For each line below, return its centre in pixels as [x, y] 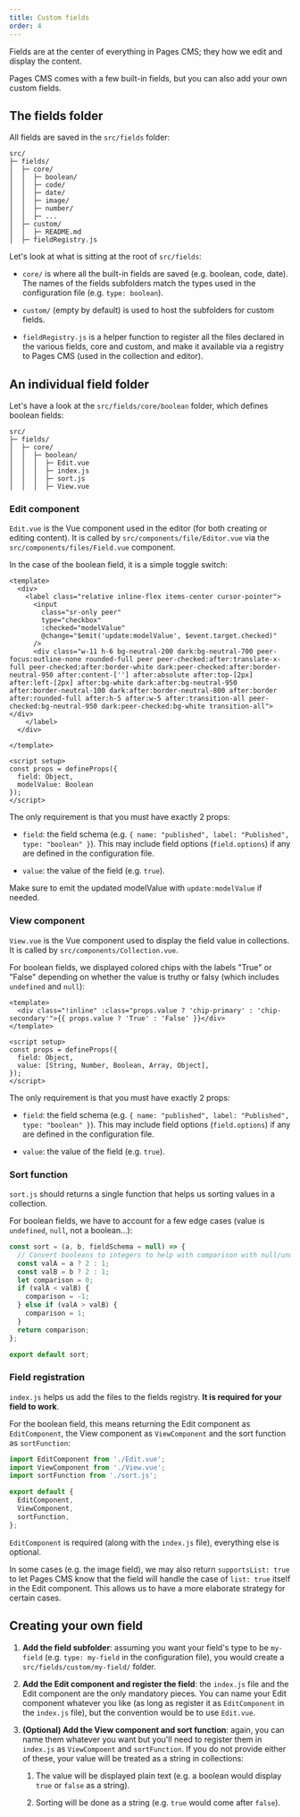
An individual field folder [79, 384]
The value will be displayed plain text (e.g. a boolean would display [158, 1775]
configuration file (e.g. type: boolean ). [92, 293]
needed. [25, 898]
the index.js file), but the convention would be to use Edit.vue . [139, 1712]
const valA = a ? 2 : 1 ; [63, 1263]
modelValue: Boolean [55, 785]
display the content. [46, 61]
